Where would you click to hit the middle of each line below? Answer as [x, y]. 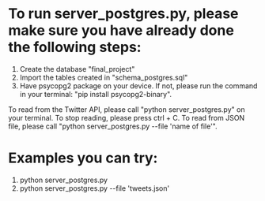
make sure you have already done [121, 30]
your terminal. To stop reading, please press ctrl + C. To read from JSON [127, 117]
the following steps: [75, 47]
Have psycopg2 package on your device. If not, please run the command [138, 86]
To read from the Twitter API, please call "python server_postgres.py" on [127, 109]
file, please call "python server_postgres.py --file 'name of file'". [113, 126]
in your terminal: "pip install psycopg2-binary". [96, 94]
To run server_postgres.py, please [123, 14]
